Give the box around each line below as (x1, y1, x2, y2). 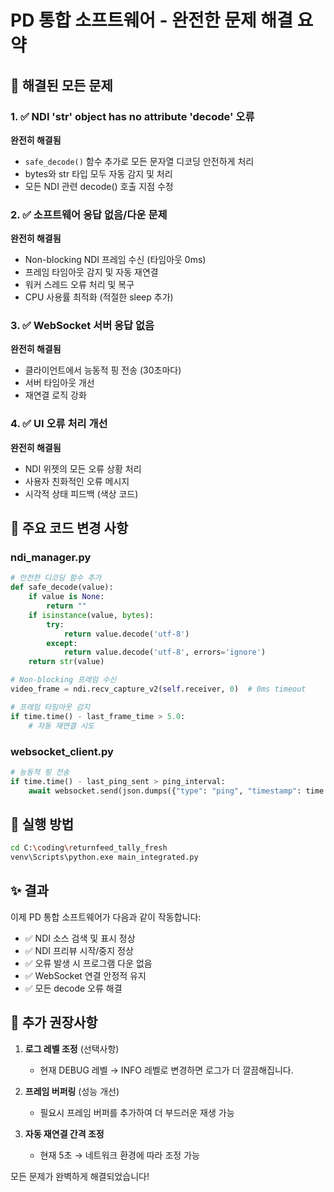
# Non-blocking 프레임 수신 (10, 675, 117, 685)
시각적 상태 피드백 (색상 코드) (24, 487, 139, 500)
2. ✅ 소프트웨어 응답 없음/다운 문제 (10, 207, 168, 221)
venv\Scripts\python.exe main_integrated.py (10, 852, 199, 863)
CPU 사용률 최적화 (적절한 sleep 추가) (24, 291, 174, 303)
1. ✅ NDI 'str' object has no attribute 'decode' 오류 (10, 109, 255, 123)
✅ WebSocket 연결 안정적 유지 (24, 969, 147, 981)
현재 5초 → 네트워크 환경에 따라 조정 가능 (39, 1149, 200, 1161)
